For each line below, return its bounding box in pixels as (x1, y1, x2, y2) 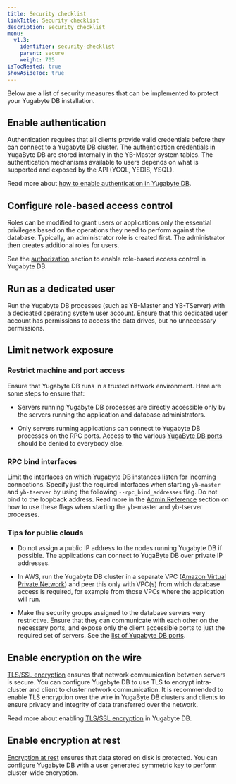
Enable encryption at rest (7, 735, 121, 747)
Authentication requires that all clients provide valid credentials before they (7, 136, 225, 144)
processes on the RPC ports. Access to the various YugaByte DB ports (17, 432, 223, 440)
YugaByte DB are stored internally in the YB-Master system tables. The (7, 150, 213, 159)
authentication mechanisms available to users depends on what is (7, 158, 199, 167)
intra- (196, 678, 212, 687)
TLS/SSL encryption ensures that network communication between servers (7, 670, 226, 679)
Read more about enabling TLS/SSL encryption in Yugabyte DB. (7, 714, 192, 723)
